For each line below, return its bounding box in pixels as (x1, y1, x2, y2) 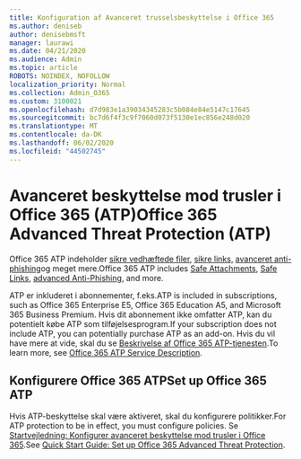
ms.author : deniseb (9, 22, 82, 31)
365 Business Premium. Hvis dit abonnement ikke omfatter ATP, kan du (9, 309, 272, 320)
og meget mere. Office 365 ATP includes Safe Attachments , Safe (40, 262, 278, 274)
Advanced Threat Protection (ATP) (9, 224, 271, 243)
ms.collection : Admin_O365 (9, 88, 110, 97)
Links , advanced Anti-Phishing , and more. (9, 272, 164, 283)
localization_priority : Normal (9, 80, 126, 89)
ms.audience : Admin (9, 55, 82, 64)
